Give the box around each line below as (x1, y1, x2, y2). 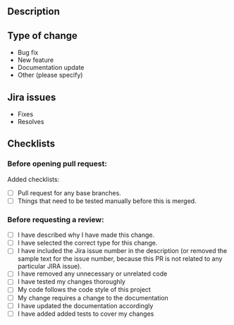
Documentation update (17, 63, 85, 72)
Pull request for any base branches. (17, 188, 121, 197)
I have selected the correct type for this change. (17, 239, 158, 247)
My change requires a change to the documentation (17, 293, 169, 302)
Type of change (7, 30, 78, 42)
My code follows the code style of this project (17, 286, 152, 294)
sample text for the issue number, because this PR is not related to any (17, 255, 223, 263)
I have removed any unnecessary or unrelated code (17, 269, 168, 278)
